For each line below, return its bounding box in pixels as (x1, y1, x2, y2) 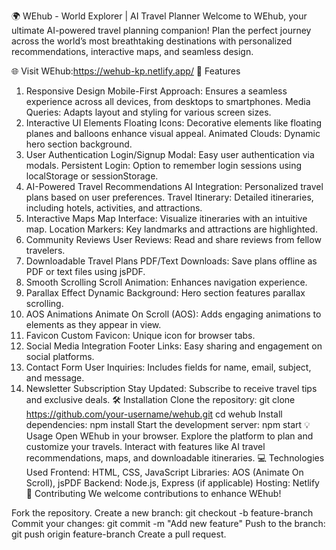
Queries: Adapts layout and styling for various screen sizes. (25, 106, 272, 118)
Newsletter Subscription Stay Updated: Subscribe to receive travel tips (25, 383, 318, 394)
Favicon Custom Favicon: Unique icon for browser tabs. (25, 330, 256, 341)
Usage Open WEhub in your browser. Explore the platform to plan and (25, 430, 314, 442)
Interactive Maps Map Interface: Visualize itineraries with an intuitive (25, 213, 308, 224)
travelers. (25, 245, 66, 256)
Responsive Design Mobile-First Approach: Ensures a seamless (25, 85, 288, 97)
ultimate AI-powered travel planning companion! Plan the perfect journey (11, 25, 312, 36)
